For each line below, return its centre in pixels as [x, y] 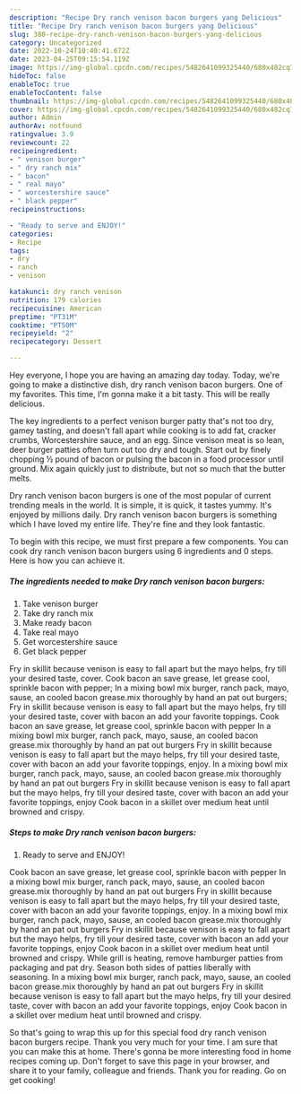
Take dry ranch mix [58, 613]
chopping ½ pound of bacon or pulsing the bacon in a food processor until [146, 459]
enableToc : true [39, 84]
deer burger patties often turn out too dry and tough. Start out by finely [140, 450]
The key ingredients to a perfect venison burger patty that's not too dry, [142, 421]
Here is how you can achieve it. [67, 560]
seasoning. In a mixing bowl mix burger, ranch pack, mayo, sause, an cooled [150, 977]
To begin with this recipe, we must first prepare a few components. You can [149, 542]
